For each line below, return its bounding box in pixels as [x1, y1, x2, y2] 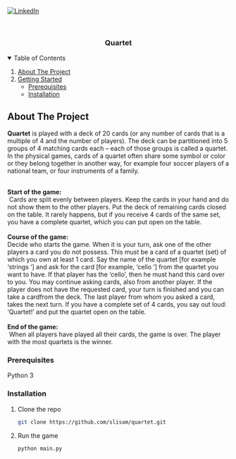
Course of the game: [7, 233, 69, 241]
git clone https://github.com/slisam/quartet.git [17, 418, 167, 426]
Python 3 [7, 371, 34, 380]
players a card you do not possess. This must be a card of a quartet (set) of [7, 247, 227, 257]
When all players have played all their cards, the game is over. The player [8, 330, 221, 338]
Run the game [17, 431, 58, 440]
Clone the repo [17, 405, 61, 413]
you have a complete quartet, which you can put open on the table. [7, 218, 202, 226]
